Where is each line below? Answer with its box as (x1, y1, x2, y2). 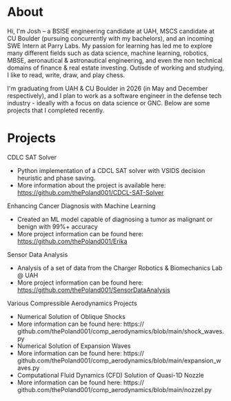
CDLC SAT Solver (7, 153, 57, 161)
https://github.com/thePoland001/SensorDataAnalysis (17, 285, 170, 294)
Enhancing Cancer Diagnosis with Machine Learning (7, 201, 156, 210)
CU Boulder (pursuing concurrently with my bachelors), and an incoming (7, 34, 214, 42)
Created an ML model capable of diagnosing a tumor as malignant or (17, 215, 213, 223)
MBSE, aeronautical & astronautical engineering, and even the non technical (7, 56, 223, 64)
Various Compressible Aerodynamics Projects (7, 299, 138, 307)
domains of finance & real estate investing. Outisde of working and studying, (7, 63, 225, 72)
